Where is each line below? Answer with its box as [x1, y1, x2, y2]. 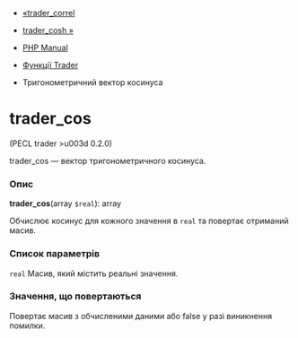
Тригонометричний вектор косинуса [22, 77, 163, 88]
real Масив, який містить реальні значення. [9, 268, 179, 279]
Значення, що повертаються [9, 290, 142, 303]
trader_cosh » [22, 25, 74, 35]
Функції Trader [22, 60, 79, 70]
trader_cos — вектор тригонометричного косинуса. [9, 155, 206, 166]
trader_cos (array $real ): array [9, 198, 122, 209]
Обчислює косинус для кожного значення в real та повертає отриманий [9, 215, 289, 227]
